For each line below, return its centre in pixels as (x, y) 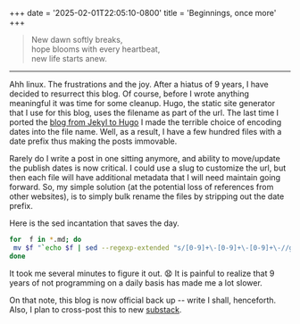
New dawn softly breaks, (77, 40)
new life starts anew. (69, 58)
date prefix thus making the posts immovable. (93, 141)
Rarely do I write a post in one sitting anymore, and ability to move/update (145, 158)
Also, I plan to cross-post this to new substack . (96, 309)
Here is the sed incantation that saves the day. (95, 223)
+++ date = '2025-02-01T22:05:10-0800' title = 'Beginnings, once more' (143, 13)
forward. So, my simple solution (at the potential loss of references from (142, 187)
